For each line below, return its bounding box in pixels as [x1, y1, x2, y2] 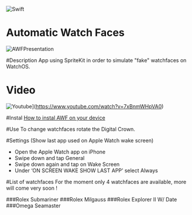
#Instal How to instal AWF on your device [6, 114, 105, 121]
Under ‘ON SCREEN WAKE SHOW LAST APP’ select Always [14, 167, 158, 174]
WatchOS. [6, 63, 30, 70]
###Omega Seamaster [6, 202, 61, 209]
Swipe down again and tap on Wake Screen [14, 161, 120, 168]
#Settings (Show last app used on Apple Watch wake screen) [6, 136, 154, 144]
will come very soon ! [6, 185, 57, 192]
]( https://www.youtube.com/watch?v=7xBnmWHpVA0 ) [32, 103, 164, 110]
